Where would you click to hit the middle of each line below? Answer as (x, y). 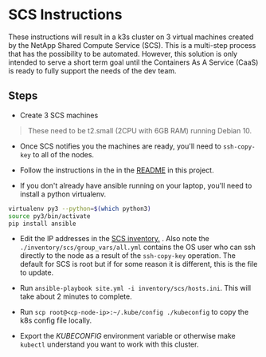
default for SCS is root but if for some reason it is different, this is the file (139, 264)
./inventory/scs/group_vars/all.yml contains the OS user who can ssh (138, 247)
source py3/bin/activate (49, 216)
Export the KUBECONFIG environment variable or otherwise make (128, 336)
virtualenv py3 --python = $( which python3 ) (80, 208)
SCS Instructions (65, 15)
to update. (37, 272)
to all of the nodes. (63, 154)
